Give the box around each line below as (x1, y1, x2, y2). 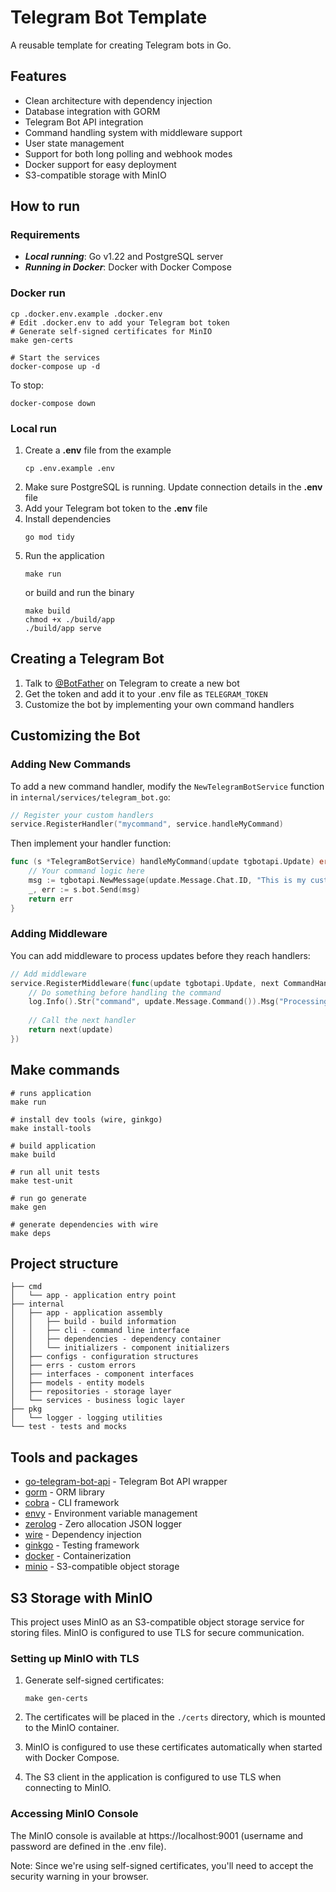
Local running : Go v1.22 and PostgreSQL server (24, 251, 224, 263)
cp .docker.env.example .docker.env (10, 309, 163, 319)
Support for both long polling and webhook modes (24, 147, 233, 160)
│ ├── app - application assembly (10, 1308, 163, 1318)
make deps (10, 1228, 52, 1238)
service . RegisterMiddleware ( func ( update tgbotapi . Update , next (10, 978, 280, 988)
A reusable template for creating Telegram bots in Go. (10, 39, 232, 51)
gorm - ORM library (24, 1486, 105, 1498)
